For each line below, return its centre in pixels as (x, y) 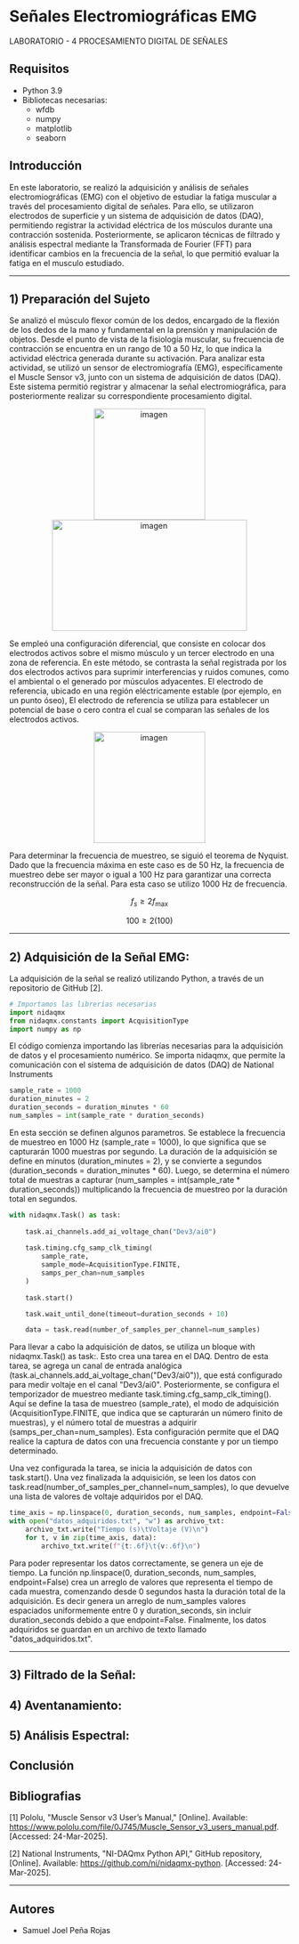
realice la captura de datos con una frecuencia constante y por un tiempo (144, 1442)
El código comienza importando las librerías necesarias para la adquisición (146, 1046)
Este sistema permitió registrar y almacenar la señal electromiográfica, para (148, 387)
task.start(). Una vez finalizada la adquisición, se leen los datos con (133, 1478)
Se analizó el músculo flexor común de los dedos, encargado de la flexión (145, 320)
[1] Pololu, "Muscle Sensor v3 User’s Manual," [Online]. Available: (129, 1818)
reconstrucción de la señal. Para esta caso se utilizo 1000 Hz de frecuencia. (148, 884)
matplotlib (54, 128)
